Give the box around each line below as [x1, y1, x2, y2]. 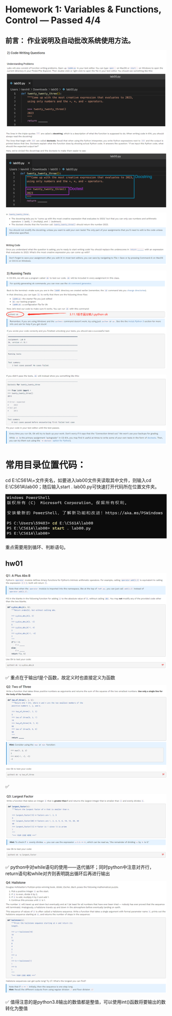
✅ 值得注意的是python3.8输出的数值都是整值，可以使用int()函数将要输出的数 [5, 999, 166, 1005]
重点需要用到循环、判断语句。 [5, 544, 68, 550]
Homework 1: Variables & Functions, [5, 4, 162, 15]
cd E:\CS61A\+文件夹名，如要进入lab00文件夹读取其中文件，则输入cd [5, 477, 152, 483]
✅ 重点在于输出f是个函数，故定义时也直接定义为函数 [5, 674, 115, 680]
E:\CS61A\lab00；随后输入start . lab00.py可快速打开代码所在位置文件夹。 [5, 483, 160, 490]
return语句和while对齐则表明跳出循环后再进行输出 [5, 870, 110, 877]
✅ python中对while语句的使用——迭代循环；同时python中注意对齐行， [5, 864, 155, 870]
